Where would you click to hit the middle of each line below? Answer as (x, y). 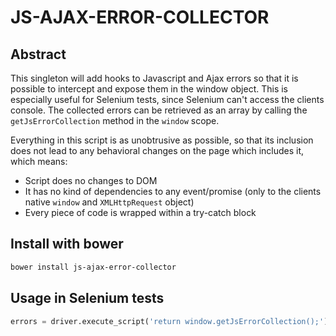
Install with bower (67, 244)
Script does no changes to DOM (91, 180)
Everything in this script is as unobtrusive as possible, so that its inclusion (162, 140)
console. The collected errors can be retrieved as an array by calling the (159, 110)
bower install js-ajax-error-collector (93, 267)
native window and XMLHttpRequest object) (109, 202)
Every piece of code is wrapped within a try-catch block (140, 212)
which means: (39, 161)
